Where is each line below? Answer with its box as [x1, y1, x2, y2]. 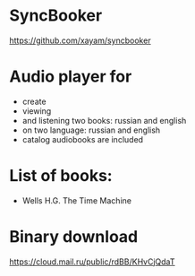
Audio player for [9, 66, 132, 87]
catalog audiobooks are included [21, 134, 144, 144]
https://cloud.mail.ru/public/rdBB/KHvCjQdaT [9, 256, 176, 267]
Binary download [9, 227, 139, 246]
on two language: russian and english [21, 125, 161, 135]
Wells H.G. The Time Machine [21, 194, 132, 206]
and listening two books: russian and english [21, 115, 187, 125]
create [21, 96, 47, 107]
